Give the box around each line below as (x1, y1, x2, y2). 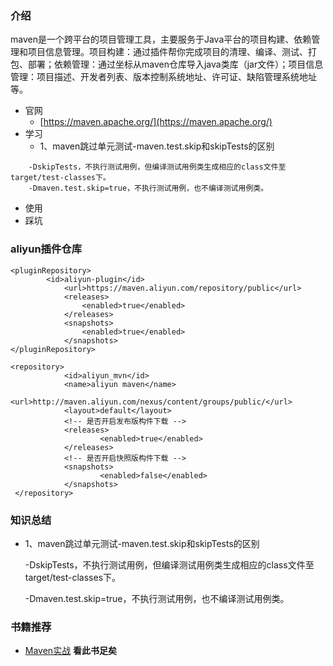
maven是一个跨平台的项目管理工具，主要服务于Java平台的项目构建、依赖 (10, 33, 312, 46)
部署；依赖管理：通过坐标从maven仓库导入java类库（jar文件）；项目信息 (27, 58, 324, 71)
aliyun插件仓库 (10, 242, 83, 256)
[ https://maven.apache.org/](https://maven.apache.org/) (39, 116, 273, 128)
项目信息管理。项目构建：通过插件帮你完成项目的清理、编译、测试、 (27, 46, 308, 58)
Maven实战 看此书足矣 (24, 645, 118, 657)
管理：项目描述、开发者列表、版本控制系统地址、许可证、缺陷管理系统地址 (10, 71, 317, 83)
